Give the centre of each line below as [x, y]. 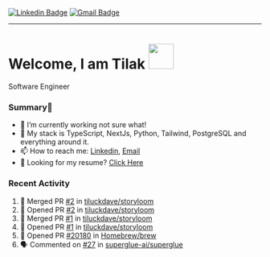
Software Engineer [39, 86]
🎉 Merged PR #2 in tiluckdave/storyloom [87, 201]
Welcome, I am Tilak [77, 64]
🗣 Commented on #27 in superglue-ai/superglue [101, 244]
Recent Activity [39, 184]
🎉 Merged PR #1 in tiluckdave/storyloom [86, 218]
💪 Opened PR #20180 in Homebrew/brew [88, 235]
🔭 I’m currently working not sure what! [83, 125]
